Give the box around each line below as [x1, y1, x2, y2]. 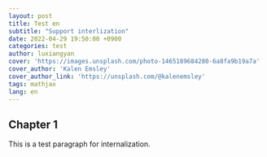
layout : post [8, 11, 53, 20]
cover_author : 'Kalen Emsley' [8, 65, 112, 73]
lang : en [8, 87, 38, 96]
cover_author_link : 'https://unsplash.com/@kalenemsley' [8, 72, 206, 81]
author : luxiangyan [8, 50, 75, 58]
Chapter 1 [8, 117, 59, 131]
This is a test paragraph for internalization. [8, 139, 151, 149]
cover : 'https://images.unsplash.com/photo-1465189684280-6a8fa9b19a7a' [8, 58, 260, 66]
